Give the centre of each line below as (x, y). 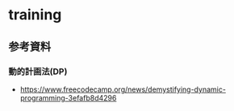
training (35, 15)
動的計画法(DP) (38, 72)
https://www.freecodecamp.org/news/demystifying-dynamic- (123, 89)
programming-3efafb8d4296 (68, 97)
